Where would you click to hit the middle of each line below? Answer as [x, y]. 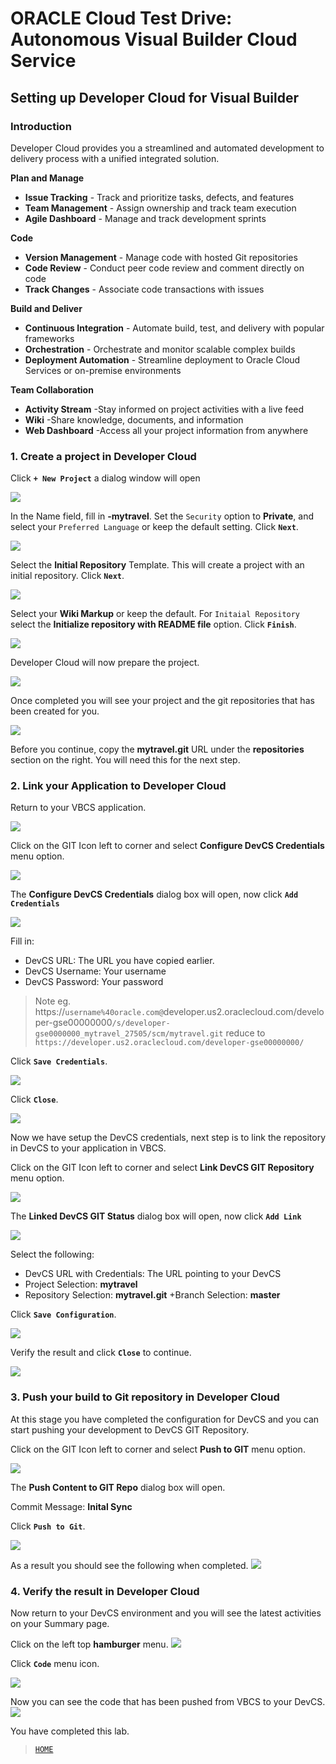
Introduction [41, 126]
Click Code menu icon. [55, 1664]
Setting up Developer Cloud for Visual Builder [154, 97]
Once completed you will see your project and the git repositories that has [162, 701]
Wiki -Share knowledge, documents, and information [134, 419]
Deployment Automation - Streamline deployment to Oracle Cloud [162, 359]
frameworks [49, 338]
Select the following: [52, 1254]
